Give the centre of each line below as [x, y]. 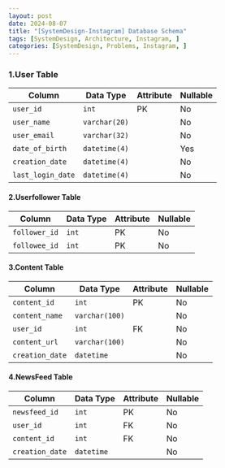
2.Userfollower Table [45, 197]
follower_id [36, 232]
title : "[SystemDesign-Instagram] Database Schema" [97, 31]
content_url [36, 342]
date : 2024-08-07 [38, 24]
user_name [31, 122]
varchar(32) [106, 136]
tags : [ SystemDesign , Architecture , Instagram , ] [94, 39]
